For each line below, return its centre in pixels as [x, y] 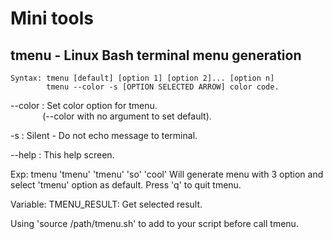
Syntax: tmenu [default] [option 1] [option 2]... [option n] [142, 78]
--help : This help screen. [62, 155]
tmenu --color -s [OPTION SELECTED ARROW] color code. [163, 87]
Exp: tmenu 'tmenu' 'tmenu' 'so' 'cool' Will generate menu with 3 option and [167, 174]
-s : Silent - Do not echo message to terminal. [104, 135]
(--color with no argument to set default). [127, 116]
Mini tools [52, 18]
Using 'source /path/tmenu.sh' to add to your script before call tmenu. [154, 223]
